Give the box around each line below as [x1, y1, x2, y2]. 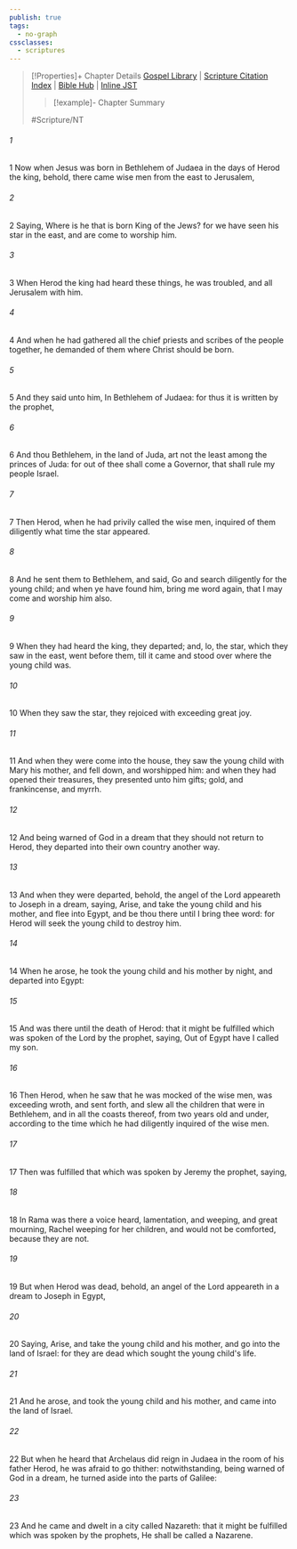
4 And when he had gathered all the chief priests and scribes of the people [9, 335, 285, 345]
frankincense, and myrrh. [9, 784, 102, 795]
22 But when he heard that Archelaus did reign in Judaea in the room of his [9, 1453, 285, 1464]
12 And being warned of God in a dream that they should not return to [9, 831, 264, 842]
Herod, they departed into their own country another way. [9, 841, 221, 852]
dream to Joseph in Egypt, [9, 1290, 107, 1301]
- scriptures [17, 46, 66, 55]
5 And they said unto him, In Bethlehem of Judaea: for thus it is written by [9, 393, 278, 403]
